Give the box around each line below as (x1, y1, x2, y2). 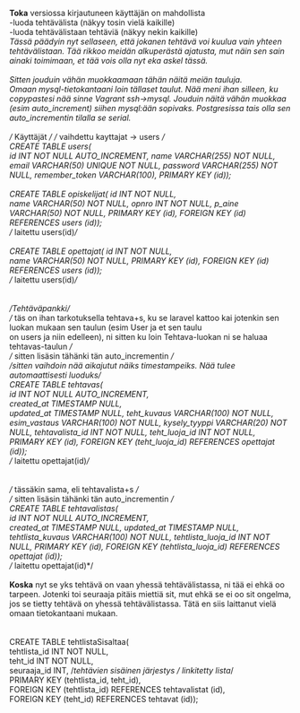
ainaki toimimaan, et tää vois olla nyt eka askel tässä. (9, 56, 209, 65)
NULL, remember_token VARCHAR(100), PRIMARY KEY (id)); (9, 170, 232, 180)
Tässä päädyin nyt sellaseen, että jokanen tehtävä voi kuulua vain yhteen (9, 36, 282, 47)
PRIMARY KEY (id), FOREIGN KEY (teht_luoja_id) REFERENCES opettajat (9, 437, 276, 447)
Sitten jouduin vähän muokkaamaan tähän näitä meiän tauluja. (9, 74, 243, 84)
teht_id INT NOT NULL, (9, 656, 94, 666)
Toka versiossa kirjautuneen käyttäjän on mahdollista (9, 8, 206, 18)
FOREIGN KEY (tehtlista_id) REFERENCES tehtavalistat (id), (9, 684, 226, 694)
